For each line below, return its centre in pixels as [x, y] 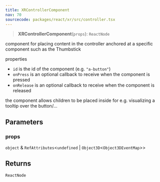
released [22, 91]
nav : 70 [14, 15]
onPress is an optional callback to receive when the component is [81, 74]
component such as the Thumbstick [43, 49]
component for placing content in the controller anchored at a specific [79, 44]
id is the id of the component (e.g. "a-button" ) [62, 69]
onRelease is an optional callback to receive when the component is [84, 85]
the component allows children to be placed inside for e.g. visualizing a [80, 100]
